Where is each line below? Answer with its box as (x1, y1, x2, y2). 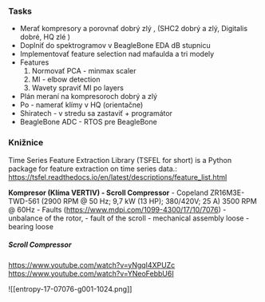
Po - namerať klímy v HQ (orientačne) (19, 100, 144, 109)
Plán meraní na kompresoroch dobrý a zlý (19, 92, 158, 101)
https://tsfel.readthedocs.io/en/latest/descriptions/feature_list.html (8, 172, 227, 181)
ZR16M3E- (210, 188, 245, 197)
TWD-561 (8, 196, 40, 205)
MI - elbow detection (31, 74, 101, 85)
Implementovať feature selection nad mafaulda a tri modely (19, 50, 215, 59)
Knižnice (8, 137, 44, 149)
